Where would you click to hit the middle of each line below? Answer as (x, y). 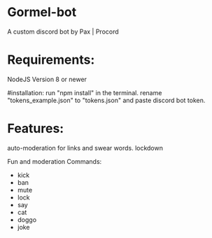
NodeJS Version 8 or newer (47, 79)
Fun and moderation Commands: (55, 161)
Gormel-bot (42, 12)
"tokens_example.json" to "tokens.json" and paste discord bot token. (106, 100)
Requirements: (51, 60)
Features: (36, 128)
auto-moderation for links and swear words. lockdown (85, 148)
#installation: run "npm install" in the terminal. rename (85, 92)
